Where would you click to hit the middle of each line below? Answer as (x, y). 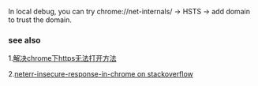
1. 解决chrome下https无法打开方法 (62, 58)
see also (24, 40)
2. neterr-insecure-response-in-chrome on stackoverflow (101, 74)
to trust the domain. (40, 20)
